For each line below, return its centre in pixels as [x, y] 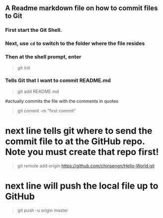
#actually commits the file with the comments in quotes [62, 101]
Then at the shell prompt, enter [43, 57]
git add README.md [38, 91]
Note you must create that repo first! [82, 152]
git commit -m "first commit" [46, 110]
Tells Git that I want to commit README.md [58, 81]
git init [24, 68]
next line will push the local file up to [82, 186]
